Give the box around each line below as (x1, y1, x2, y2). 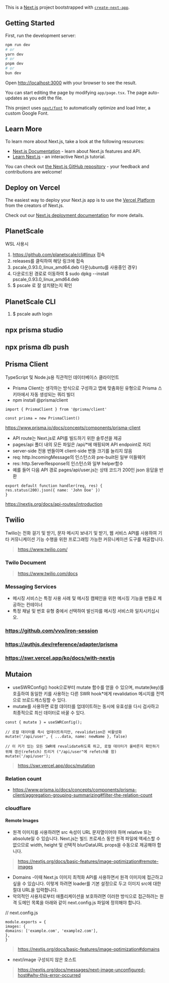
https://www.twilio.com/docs (17, 570, 78, 576)
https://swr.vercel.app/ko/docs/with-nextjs (5, 654, 115, 661)
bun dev (5, 71, 22, 76)
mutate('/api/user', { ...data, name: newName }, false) (5, 734, 128, 739)
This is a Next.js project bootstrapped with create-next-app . (5, 5, 130, 10)
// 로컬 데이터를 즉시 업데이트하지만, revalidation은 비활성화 (5, 729, 122, 734)
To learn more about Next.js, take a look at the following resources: (5, 138, 145, 144)
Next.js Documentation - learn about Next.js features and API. (12, 148, 141, 154)
